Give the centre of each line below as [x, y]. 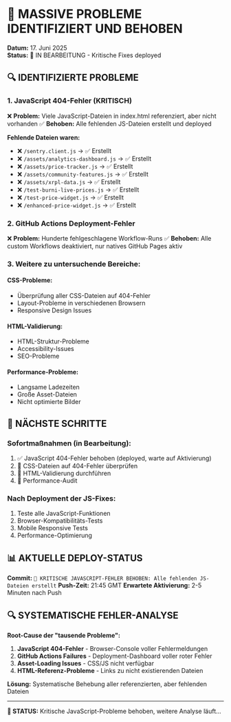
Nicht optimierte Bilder [49, 402]
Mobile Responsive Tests [52, 528]
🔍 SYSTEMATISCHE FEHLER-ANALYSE [93, 615]
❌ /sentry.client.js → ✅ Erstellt [64, 150]
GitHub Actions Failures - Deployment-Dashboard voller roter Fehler [114, 656]
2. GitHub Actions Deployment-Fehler [71, 223]
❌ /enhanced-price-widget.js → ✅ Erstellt [76, 205]
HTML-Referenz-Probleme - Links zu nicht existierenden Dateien [110, 671]
